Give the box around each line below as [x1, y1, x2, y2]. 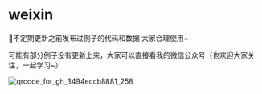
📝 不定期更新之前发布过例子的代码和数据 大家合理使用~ [8, 33, 189, 43]
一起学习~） [22, 60, 63, 70]
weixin [8, 6, 54, 24]
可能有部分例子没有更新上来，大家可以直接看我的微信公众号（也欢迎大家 [8, 50, 248, 59]
